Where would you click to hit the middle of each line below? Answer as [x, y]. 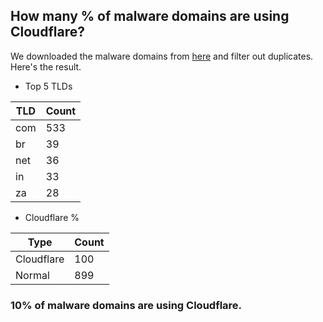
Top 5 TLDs [48, 86]
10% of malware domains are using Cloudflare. [126, 305]
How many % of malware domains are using [150, 16]
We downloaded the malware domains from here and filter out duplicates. [162, 56]
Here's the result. [46, 66]
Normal [32, 275]
